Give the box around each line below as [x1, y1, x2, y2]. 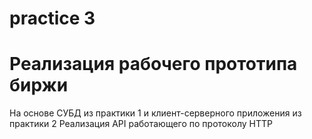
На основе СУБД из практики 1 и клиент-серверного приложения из [9, 107, 302, 119]
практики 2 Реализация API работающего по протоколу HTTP [9, 118, 273, 130]
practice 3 [9, 7, 96, 30]
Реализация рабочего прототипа [9, 53, 298, 76]
